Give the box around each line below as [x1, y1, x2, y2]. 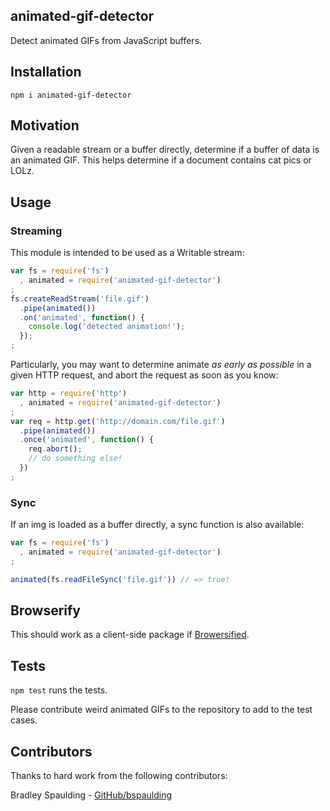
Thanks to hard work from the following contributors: [10, 769, 228, 781]
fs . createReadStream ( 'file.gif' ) [10, 294, 150, 304]
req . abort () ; [28, 444, 83, 454]
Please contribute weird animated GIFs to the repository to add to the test [10, 704, 313, 716]
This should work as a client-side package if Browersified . [10, 629, 250, 641]
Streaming [10, 224, 63, 238]
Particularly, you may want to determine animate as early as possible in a [10, 359, 312, 370]
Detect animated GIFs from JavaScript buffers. [10, 34, 203, 46]
